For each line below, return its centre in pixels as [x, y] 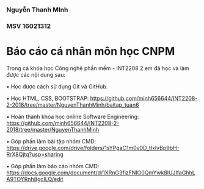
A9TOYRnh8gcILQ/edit [35, 179]
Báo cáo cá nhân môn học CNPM [91, 52]
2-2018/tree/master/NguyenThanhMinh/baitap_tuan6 [73, 105]
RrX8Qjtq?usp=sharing [35, 154]
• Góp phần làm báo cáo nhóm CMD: [53, 166]
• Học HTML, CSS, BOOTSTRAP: [48, 98]
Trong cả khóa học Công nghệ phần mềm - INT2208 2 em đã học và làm [98, 68]
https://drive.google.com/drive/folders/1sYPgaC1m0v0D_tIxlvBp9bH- [93, 148]
